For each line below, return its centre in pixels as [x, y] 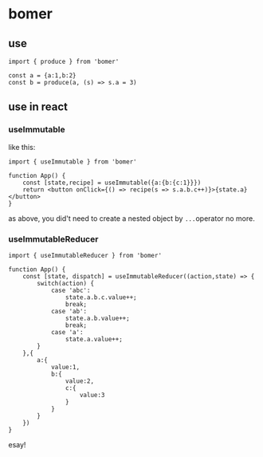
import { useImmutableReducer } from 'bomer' [85, 255]
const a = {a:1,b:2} [43, 76]
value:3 [92, 395]
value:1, [65, 367]
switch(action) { [65, 283]
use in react [38, 107]
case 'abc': [71, 290]
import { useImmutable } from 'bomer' [73, 162]
